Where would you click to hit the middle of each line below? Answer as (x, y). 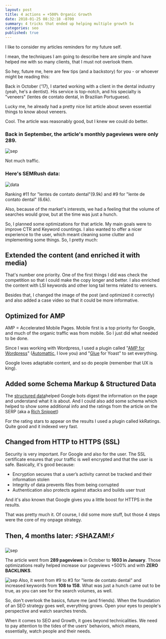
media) (16, 263)
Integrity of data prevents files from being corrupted (65, 485)
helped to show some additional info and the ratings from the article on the (81, 406)
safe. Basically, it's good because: (40, 464)
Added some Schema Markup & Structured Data (81, 384)
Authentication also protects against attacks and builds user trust (79, 490)
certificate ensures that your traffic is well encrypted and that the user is (79, 459)
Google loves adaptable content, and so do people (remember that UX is (79, 363)
